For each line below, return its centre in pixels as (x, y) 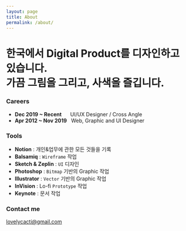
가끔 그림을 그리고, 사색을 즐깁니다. (85, 83)
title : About (22, 17)
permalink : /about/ (30, 22)
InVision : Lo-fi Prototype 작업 (51, 186)
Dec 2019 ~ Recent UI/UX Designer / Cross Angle (78, 114)
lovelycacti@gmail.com (34, 222)
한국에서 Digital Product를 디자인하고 (93, 53)
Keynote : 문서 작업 (37, 193)
